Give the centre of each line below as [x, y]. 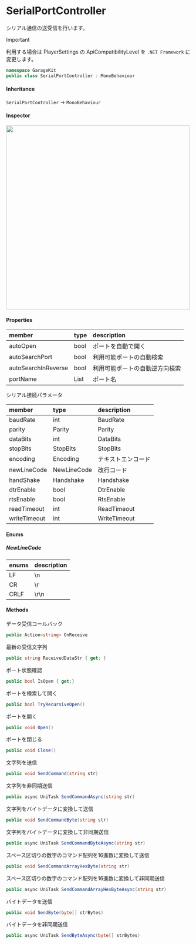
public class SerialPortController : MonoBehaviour [70, 76]
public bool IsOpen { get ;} [40, 681]
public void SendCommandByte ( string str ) [58, 820]
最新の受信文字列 [27, 647]
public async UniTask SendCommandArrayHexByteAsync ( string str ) [86, 889]
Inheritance [21, 89]
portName [23, 379]
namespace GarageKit [31, 70]
